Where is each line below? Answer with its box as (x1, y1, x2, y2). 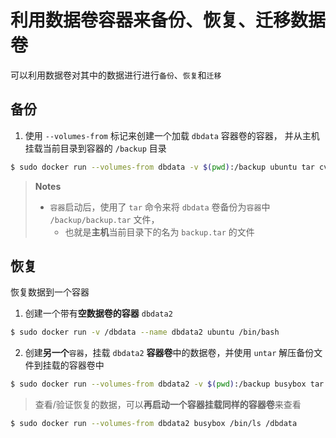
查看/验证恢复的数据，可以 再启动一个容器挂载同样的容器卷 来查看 (34, 399, 302, 411)
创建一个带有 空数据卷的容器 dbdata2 (24, 307, 173, 320)
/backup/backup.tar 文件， (49, 213, 160, 225)
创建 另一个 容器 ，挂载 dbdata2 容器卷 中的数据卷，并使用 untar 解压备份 (24, 347, 315, 359)
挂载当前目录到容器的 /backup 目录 (24, 142, 167, 154)
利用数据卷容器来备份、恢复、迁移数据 (10, 9, 327, 32)
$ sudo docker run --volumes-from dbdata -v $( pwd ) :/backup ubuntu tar (10, 162, 315, 172)
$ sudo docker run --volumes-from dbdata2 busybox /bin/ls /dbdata (10, 419, 298, 429)
